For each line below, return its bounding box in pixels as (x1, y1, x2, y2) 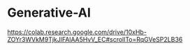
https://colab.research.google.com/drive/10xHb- (7, 28, 147, 36)
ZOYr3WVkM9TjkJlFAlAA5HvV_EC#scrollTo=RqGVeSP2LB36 (7, 35, 183, 43)
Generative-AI (7, 5, 91, 21)
